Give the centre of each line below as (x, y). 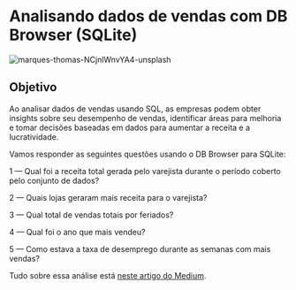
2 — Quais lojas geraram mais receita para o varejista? (108, 197)
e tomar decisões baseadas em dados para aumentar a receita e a (129, 127)
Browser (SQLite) (73, 35)
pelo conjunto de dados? (54, 180)
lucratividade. (34, 137)
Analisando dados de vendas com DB (148, 16)
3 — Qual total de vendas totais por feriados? (91, 215)
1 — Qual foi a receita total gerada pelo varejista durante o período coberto (145, 171)
